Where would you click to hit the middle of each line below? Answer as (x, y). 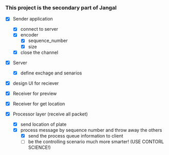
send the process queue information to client (76, 136)
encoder (29, 35)
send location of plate (43, 124)
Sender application (33, 19)
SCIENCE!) (40, 147)
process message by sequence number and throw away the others (91, 130)
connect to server (39, 29)
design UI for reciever (36, 83)
